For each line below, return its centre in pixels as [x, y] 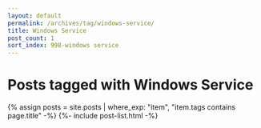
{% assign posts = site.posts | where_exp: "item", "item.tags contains [122, 107]
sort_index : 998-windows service [63, 46]
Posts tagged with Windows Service [130, 85]
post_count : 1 [31, 38]
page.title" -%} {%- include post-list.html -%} [83, 116]
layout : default [34, 16]
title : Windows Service [47, 30]
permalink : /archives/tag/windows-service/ [81, 23]
